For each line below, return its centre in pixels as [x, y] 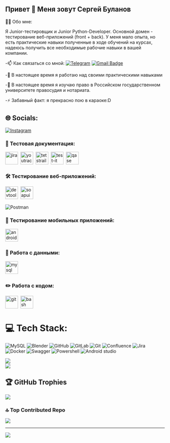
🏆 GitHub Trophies [36, 382]
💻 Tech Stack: [36, 328]
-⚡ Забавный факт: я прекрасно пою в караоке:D [58, 100]
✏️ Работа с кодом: [30, 286]
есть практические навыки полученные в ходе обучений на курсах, [79, 42]
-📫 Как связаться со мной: [35, 63]
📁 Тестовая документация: [40, 144]
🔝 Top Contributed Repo [35, 410]
